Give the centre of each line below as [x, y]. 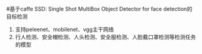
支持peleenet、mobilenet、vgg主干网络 [64, 29]
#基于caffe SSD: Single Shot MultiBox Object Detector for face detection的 [99, 9]
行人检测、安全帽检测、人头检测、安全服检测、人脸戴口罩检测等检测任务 [105, 37]
